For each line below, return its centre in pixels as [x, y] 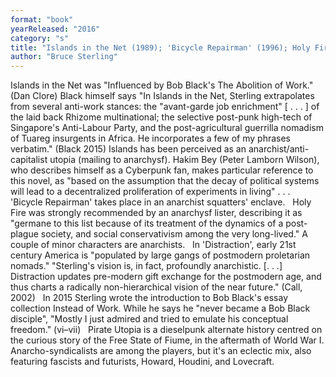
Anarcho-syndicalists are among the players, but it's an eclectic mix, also [161, 351]
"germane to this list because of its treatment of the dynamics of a [147, 223]
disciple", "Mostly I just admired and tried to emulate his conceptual [149, 319]
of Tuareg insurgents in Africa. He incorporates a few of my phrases [150, 138]
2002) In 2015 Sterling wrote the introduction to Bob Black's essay [149, 298]
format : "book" [42, 19]
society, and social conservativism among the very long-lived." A [174, 234]
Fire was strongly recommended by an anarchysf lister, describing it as [156, 213]
